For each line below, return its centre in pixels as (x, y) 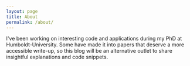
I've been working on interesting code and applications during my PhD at (94, 39)
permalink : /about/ (30, 22)
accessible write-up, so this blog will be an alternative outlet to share (89, 51)
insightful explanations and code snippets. (57, 57)
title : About (22, 17)
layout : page (22, 11)
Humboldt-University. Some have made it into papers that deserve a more (95, 45)
